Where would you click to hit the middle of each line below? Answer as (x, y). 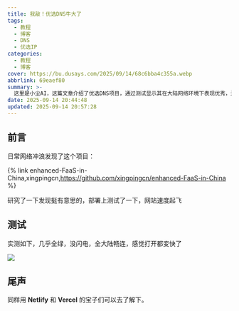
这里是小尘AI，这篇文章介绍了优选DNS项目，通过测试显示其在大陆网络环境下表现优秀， (122, 93)
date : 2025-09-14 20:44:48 (47, 101)
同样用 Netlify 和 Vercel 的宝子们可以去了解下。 (78, 300)
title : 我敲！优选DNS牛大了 (44, 14)
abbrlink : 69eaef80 (36, 80)
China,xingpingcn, (34, 178)
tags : (15, 21)
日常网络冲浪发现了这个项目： (51, 156)
